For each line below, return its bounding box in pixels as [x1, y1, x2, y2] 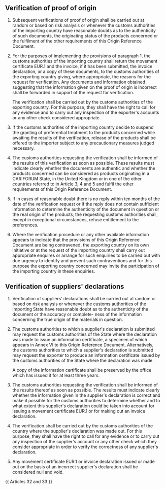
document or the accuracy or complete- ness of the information [12, 311, 142, 317]
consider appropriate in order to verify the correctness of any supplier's [12, 444, 159, 450]
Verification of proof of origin [5, 4, 97, 12]
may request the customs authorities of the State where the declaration [12, 331, 157, 337]
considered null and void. [12, 469, 64, 475]
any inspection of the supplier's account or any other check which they [12, 438, 157, 444]
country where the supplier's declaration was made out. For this [12, 428, 142, 434]
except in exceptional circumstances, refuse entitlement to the [12, 216, 139, 222]
